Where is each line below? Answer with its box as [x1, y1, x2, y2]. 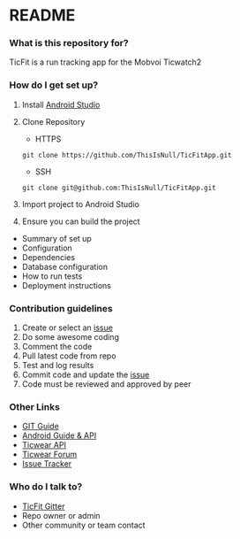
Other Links [9, 401, 60, 412]
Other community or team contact [21, 520, 146, 530]
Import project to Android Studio [21, 198, 139, 209]
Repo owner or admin [21, 510, 101, 520]
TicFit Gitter [21, 501, 65, 512]
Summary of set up [21, 233, 93, 243]
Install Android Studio [21, 99, 101, 110]
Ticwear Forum [21, 449, 78, 460]
